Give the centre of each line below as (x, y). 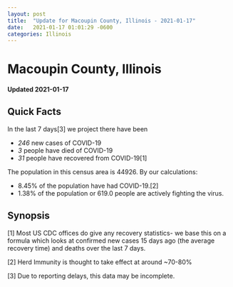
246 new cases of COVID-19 (59, 143)
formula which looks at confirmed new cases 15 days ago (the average (111, 241)
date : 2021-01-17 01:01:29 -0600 (60, 27)
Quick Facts (35, 112)
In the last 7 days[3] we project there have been (78, 129)
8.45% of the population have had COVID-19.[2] (88, 186)
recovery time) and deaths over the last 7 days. (77, 248)
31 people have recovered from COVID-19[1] (82, 158)
